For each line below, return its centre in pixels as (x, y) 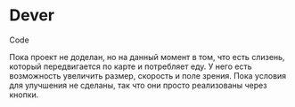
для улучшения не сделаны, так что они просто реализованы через (138, 85)
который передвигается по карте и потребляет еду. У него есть (131, 66)
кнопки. (24, 95)
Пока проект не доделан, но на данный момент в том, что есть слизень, (147, 57)
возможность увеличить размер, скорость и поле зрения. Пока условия (148, 75)
